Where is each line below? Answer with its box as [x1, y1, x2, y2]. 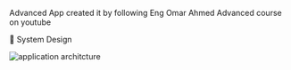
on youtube [9, 17, 52, 27]
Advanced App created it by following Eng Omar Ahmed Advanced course [9, 8, 283, 18]
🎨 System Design [9, 35, 73, 44]
